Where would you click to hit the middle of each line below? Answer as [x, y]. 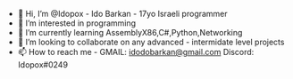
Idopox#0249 [43, 65]
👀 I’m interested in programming [77, 23]
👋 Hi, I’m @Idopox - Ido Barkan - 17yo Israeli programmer [122, 14]
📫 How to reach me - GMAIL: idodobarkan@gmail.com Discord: [136, 52]
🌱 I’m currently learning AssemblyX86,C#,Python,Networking [130, 32]
